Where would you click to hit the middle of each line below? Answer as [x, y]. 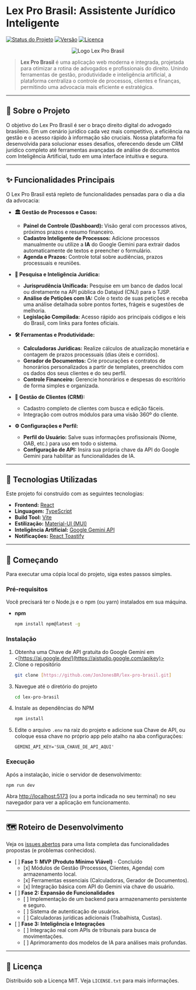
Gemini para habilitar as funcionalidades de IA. [79, 455]
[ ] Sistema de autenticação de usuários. [72, 912]
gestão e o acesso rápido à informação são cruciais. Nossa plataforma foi [95, 137]
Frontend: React [34, 505]
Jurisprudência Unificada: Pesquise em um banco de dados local [103, 286]
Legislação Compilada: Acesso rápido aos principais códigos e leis [104, 317]
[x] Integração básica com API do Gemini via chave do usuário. [99, 887]
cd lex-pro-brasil [37, 697]
